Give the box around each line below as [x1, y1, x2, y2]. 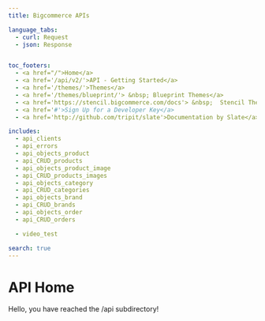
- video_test [15, 230, 58, 238]
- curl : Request [15, 33, 69, 41]
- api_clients [15, 135, 62, 143]
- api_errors [15, 142, 58, 150]
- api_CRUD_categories [15, 187, 90, 194]
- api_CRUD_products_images [15, 172, 108, 179]
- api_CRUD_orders [15, 215, 77, 224]
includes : [8, 127, 41, 135]
